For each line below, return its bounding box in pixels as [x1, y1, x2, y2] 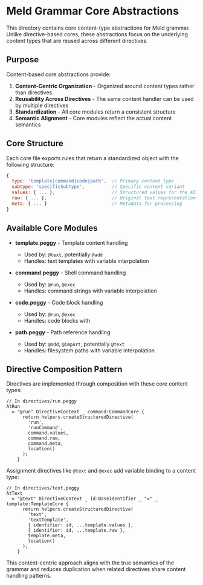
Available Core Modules [6, 223, 98, 233]
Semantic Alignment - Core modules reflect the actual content [14, 114, 172, 121]
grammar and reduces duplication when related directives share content [6, 566, 186, 573]
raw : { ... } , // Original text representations [11, 195, 199, 201]
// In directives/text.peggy [6, 485, 80, 491]
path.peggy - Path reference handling [14, 328, 111, 336]
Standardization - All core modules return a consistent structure [14, 108, 176, 115]
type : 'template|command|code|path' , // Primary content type [11, 178, 174, 184]
